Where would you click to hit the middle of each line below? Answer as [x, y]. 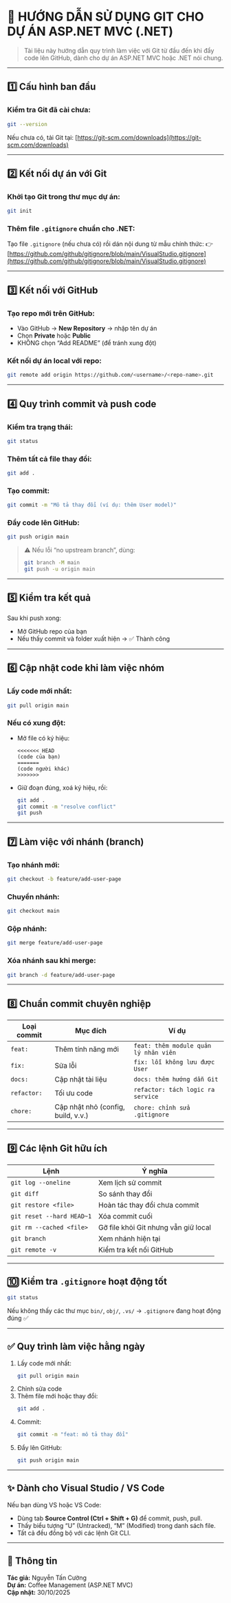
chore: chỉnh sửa [162, 1108]
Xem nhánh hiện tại [130, 1239]
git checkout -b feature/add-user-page [64, 879]
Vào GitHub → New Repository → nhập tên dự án [87, 329]
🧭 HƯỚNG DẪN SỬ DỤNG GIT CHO [106, 17]
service [146, 1097]
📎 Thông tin [32, 1561]
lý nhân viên [155, 1053]
